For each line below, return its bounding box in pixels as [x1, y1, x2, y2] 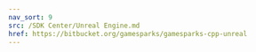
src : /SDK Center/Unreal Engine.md [8, 21, 140, 30]
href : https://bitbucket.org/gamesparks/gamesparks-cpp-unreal [8, 29, 248, 38]
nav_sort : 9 [8, 12, 52, 22]
